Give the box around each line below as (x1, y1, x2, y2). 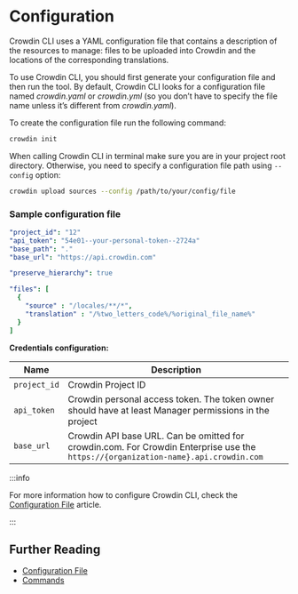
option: (35, 169, 61, 180)
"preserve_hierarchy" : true (9, 269, 114, 277)
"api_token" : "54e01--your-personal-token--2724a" (9, 236, 200, 245)
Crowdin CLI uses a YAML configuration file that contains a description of (9, 36, 278, 46)
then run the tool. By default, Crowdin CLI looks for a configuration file (9, 81, 266, 92)
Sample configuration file (9, 207, 122, 220)
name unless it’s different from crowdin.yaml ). (9, 100, 177, 110)
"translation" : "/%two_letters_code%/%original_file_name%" (25, 309, 255, 318)
